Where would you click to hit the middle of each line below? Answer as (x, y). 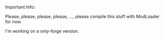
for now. (14, 22)
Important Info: (20, 7)
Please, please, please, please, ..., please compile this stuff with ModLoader (82, 16)
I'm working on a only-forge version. (42, 31)
